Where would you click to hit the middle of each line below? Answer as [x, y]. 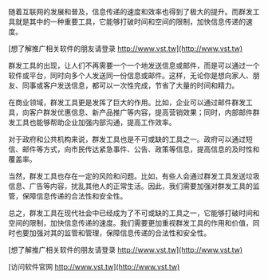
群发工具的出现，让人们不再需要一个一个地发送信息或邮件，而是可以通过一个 [134, 65]
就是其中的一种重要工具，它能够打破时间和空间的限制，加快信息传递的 [130, 22]
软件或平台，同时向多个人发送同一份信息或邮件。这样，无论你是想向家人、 [130, 75]
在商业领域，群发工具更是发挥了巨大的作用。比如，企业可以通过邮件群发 [127, 102]
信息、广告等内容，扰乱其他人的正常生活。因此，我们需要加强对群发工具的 [130, 186]
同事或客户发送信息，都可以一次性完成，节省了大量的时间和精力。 [130, 85]
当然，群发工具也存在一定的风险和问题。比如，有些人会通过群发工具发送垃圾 [134, 176]
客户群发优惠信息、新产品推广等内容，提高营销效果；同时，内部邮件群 [144, 112]
